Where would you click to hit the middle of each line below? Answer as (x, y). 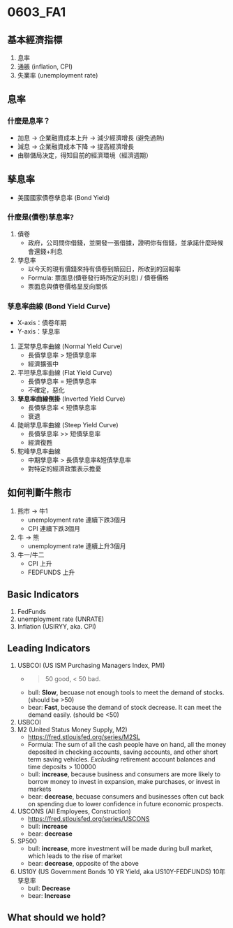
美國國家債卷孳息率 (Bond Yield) (63, 197)
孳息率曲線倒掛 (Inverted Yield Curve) (71, 399)
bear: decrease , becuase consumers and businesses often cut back (126, 796)
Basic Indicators (43, 595)
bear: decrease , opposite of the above (83, 863)
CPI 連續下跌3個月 (54, 528)
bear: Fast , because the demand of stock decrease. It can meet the (125, 707)
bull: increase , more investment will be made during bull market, (120, 848)
